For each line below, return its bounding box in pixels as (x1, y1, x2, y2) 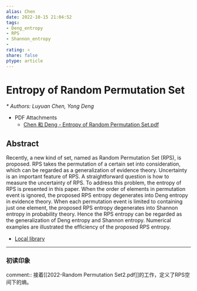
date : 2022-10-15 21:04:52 (6, 14, 72, 20)
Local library (14, 235, 45, 242)
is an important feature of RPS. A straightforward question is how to (6, 173, 169, 180)
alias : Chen (6, 8, 35, 15)
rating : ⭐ (6, 47, 30, 53)
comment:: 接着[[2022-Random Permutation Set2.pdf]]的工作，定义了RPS (6, 271, 185, 278)
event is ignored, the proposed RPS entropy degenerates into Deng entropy (6, 192, 189, 199)
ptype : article (6, 58, 43, 64)
